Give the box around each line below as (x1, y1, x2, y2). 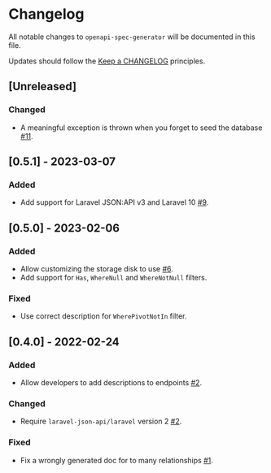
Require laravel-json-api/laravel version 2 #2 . (20, 416, 182, 427)
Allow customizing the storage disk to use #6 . (20, 264, 173, 273)
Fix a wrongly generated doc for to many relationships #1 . (20, 455, 213, 465)
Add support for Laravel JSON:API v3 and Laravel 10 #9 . (20, 197, 209, 207)
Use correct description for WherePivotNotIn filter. (20, 311, 187, 321)
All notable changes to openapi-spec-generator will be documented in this (8, 32, 256, 41)
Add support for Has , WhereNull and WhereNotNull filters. (20, 273, 208, 282)
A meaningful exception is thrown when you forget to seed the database (20, 123, 263, 132)
